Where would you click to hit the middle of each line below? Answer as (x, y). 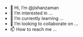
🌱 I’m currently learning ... (37, 18)
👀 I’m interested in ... (31, 13)
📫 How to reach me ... (33, 29)
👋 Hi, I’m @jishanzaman (34, 8)
